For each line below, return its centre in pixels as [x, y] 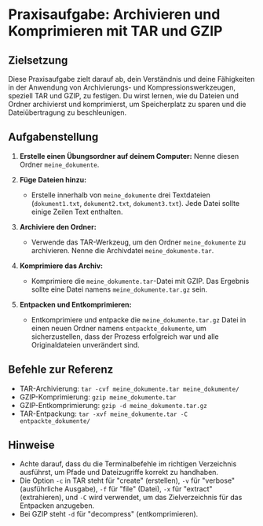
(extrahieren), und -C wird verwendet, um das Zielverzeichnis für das [131, 498]
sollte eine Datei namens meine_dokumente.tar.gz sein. [119, 289]
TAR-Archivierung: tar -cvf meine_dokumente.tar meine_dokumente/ [129, 388]
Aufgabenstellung [53, 137]
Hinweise [31, 445]
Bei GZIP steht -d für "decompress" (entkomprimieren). [109, 514]
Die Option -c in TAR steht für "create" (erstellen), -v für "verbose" [127, 480]
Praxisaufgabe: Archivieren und [114, 15]
